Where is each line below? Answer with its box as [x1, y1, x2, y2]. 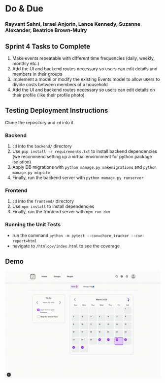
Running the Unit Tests [5, 221, 61, 228]
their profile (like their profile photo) [12, 92, 85, 98]
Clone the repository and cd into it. [5, 119, 75, 125]
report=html [12, 239, 37, 243]
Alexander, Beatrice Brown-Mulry [5, 27, 87, 34]
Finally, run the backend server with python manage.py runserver [12, 175, 144, 181]
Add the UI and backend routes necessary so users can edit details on [12, 87, 155, 93]
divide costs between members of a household [12, 81, 108, 87]
